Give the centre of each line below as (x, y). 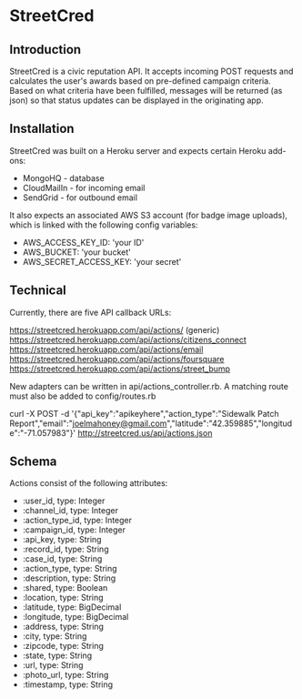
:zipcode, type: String (63, 646)
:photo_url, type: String (65, 675)
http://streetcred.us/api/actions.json (145, 432)
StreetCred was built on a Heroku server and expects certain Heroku (138, 150)
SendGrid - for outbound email (80, 198)
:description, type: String (69, 578)
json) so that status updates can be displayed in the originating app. (136, 100)
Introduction (45, 50)
